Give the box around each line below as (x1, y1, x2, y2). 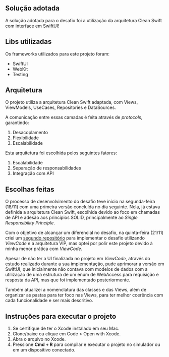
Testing (12, 71, 29, 77)
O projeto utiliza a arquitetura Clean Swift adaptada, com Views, (5, 99, 138, 105)
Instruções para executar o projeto (5, 312, 117, 321)
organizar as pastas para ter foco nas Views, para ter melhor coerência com (5, 292, 163, 298)
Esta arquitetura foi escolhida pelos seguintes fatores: (5, 150, 117, 156)
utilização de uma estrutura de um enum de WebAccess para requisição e (5, 272, 159, 278)
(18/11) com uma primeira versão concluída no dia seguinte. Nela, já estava (5, 204, 160, 210)
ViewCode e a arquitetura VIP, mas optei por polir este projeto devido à (5, 241, 153, 247)
